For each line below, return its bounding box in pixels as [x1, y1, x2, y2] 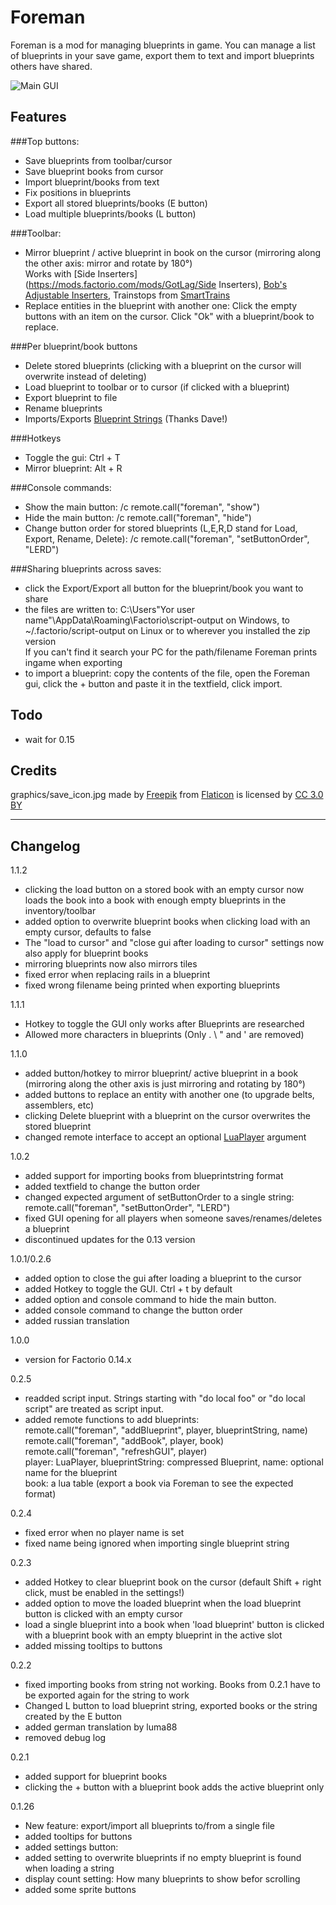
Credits [10, 762, 58, 779]
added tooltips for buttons [24, 1831, 133, 1843]
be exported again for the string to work [24, 1689, 190, 1701]
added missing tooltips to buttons [24, 1640, 163, 1652]
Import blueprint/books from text [24, 176, 160, 188]
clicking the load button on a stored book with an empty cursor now [24, 884, 305, 896]
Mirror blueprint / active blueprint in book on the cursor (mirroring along [24, 246, 322, 258]
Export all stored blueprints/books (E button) [24, 197, 208, 209]
